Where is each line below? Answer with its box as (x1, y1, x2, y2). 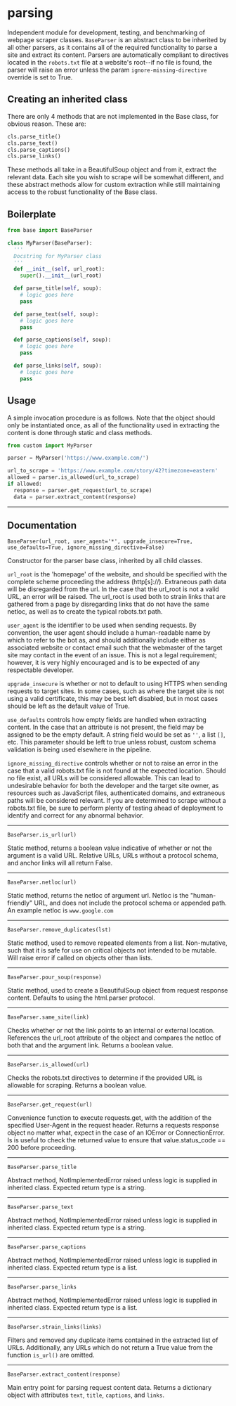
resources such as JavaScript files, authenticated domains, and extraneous (7, 789, 225, 797)
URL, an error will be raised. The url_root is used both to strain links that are (7, 593, 226, 601)
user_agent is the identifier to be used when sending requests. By (7, 621, 197, 630)
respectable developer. (7, 666, 74, 674)
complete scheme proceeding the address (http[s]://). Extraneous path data (7, 578, 227, 586)
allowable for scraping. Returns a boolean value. (7, 1081, 147, 1090)
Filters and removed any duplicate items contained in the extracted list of (7, 1336, 218, 1344)
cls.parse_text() (7, 139, 58, 147)
